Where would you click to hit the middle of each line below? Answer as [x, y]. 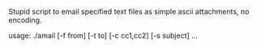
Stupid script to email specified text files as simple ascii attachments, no [129, 12]
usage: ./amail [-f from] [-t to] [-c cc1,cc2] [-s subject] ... [103, 36]
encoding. [25, 20]
